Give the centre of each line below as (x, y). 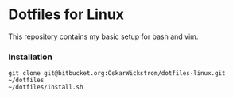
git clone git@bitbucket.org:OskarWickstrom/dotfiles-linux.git (117, 73)
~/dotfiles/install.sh (46, 87)
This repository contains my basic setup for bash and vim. (103, 36)
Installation (31, 57)
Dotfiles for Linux (66, 15)
